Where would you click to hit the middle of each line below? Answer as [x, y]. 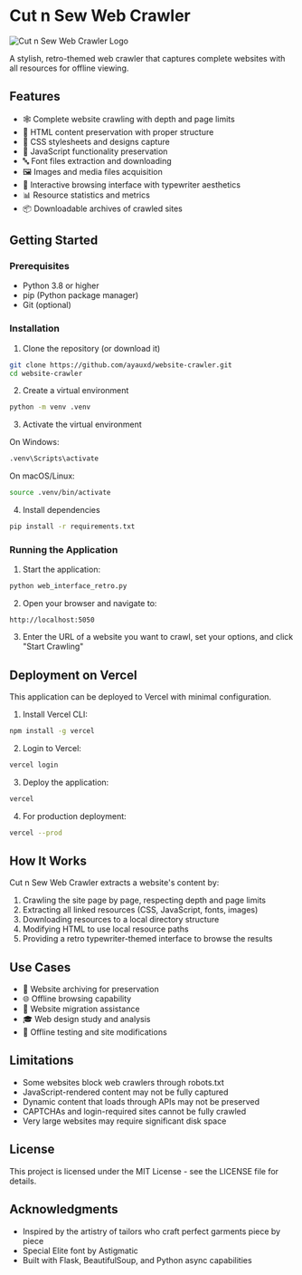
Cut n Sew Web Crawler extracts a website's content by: [114, 883]
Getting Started [54, 241]
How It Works [48, 860]
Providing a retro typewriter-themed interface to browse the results [147, 939]
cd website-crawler [46, 373]
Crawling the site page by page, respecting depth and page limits [144, 900]
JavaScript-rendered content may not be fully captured [125, 1092]
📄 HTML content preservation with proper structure [118, 131]
